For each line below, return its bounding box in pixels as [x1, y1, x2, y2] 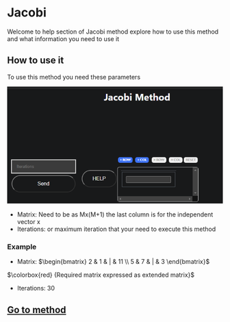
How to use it [7, 55, 64, 66]
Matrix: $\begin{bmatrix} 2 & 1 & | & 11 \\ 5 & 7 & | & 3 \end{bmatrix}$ [16, 258, 210, 266]
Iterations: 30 [16, 284, 55, 293]
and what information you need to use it [7, 34, 120, 42]
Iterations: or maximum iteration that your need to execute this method [16, 225, 216, 233]
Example [7, 242, 37, 251]
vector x [16, 217, 41, 225]
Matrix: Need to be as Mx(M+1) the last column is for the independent [16, 210, 214, 219]
